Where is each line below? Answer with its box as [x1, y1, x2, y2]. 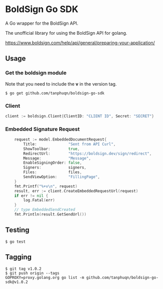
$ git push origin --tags [5, 270, 59, 275]
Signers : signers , [23, 165, 87, 170]
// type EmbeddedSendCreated [14, 207, 75, 212]
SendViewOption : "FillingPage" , [23, 175, 100, 180]
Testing [5, 226, 30, 235]
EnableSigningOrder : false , [23, 160, 82, 166]
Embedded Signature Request [5, 125, 80, 132]
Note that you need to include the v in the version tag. [5, 81, 117, 87]
